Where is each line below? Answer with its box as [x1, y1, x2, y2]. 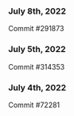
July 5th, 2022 [8, 44, 66, 55]
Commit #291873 [8, 24, 64, 34]
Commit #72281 [8, 100, 60, 110]
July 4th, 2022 [8, 82, 67, 93]
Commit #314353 [8, 62, 65, 71]
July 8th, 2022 [8, 6, 66, 17]
